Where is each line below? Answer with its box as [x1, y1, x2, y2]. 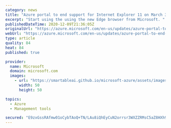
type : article [5, 36, 36, 41]
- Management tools [10, 106, 51, 111]
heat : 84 [5, 45, 24, 50]
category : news [5, 7, 38, 13]
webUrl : [5, 31, 22, 36]
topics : [5, 97, 22, 102]
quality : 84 [5, 41, 31, 46]
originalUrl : [5, 26, 33, 31]
